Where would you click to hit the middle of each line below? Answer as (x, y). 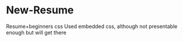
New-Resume (40, 10)
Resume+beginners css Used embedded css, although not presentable (92, 26)
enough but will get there (36, 32)
